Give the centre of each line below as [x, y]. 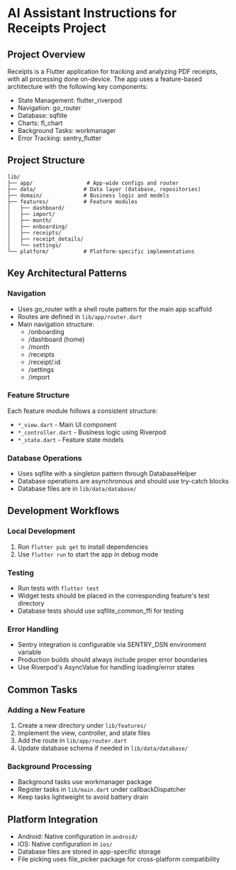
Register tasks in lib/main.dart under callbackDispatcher [102, 790]
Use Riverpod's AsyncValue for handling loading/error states [106, 667]
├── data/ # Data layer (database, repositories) [104, 189]
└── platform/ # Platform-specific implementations [101, 251]
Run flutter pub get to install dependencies [83, 547]
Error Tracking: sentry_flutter [59, 138]
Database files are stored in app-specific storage [89, 852]
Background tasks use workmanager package [85, 782]
